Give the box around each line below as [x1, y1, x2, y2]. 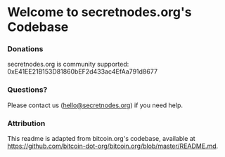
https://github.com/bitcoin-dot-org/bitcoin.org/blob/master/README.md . [7, 142, 219, 151]
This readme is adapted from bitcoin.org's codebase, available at [7, 135, 195, 143]
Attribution [7, 118, 46, 128]
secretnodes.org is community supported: [7, 60, 129, 69]
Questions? [7, 85, 48, 95]
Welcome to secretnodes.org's [7, 4, 192, 20]
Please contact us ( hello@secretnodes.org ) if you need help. [7, 101, 184, 109]
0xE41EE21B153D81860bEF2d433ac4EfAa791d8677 [7, 67, 158, 76]
